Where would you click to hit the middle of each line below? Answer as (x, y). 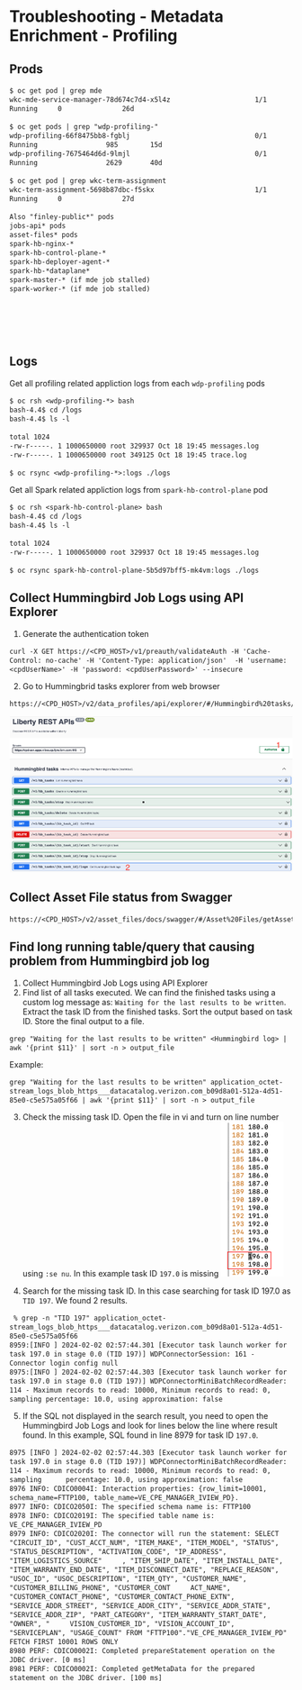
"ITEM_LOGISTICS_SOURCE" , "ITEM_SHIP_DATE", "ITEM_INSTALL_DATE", (146, 1560)
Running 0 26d (72, 109)
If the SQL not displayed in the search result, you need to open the (145, 1415)
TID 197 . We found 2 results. (75, 1300)
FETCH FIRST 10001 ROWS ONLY (64, 1641)
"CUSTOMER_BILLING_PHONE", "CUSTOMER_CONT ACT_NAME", (120, 1587)
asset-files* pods (44, 235)
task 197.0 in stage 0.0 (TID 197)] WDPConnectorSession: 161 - (132, 1354)
